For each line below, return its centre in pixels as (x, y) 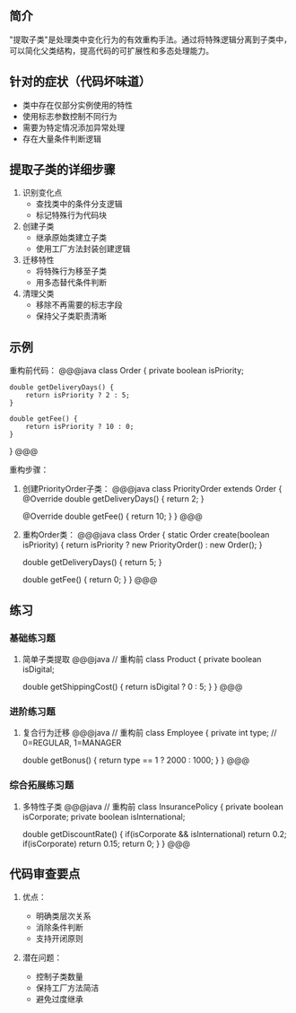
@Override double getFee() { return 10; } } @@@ (113, 516)
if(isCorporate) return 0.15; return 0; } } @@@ (106, 843)
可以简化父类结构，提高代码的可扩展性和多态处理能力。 (111, 50)
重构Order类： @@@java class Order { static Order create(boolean (146, 535)
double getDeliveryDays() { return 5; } (92, 563)
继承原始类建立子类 (71, 238)
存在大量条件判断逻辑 (61, 138)
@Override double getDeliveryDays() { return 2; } (113, 499)
